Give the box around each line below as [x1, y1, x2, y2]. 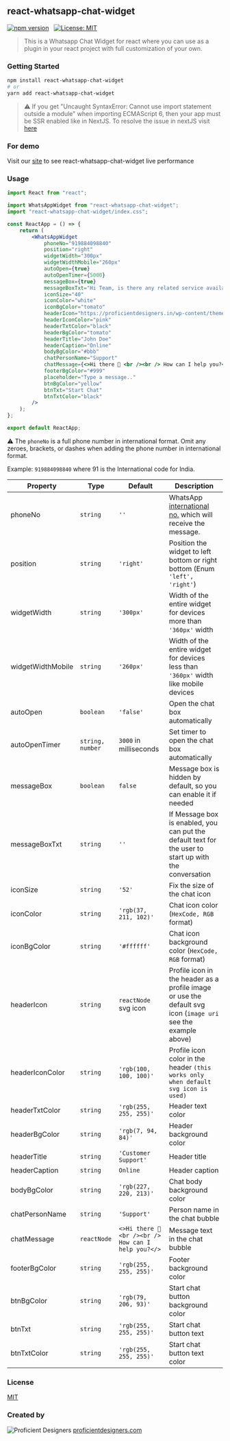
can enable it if [168, 789, 217, 799]
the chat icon [168, 889, 211, 899]
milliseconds [118, 744, 159, 754]
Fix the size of [168, 880, 214, 890]
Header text [168, 1101, 207, 1111]
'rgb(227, [118, 1182, 151, 1190]
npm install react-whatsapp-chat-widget [7, 77, 125, 84]
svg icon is [168, 1085, 208, 1092]
